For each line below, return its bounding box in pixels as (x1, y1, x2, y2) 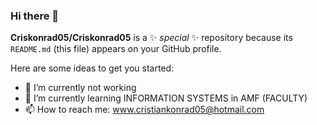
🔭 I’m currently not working (24, 82, 137, 94)
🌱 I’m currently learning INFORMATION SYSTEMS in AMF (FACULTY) (24, 92, 308, 104)
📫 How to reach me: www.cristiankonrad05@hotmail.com (24, 104, 265, 116)
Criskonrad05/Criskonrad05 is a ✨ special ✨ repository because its (10, 32, 293, 44)
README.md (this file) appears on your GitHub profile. (10, 43, 222, 55)
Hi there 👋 (10, 9, 60, 23)
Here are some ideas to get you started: (10, 62, 175, 74)
